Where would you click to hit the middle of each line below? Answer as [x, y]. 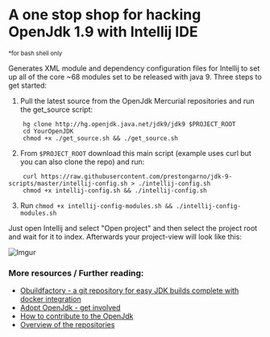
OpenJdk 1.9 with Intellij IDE [103, 32]
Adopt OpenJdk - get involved [70, 308]
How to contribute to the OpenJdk [77, 316]
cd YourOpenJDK [48, 131]
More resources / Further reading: [76, 273]
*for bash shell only [35, 53]
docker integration [51, 299]
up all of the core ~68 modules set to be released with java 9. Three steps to [135, 76]
